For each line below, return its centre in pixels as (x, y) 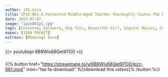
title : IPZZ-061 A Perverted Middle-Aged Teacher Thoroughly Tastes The (82, 14)
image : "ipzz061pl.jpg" (30, 24)
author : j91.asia (23, 10)
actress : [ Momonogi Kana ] (32, 38)
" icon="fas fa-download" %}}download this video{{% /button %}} (92, 69)
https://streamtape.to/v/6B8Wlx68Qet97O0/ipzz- (93, 64)
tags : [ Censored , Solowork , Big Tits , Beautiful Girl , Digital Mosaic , (81, 28)
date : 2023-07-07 (23, 19)
